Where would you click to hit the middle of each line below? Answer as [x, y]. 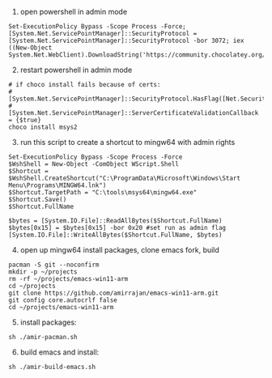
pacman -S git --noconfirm [54, 265]
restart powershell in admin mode [76, 70]
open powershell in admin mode [74, 12]
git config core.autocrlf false [63, 300]
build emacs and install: [59, 352]
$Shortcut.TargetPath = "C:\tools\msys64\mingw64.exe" [103, 193]
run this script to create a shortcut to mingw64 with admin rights [127, 142]
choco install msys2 [43, 127]
